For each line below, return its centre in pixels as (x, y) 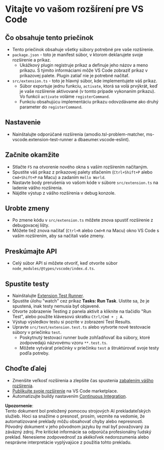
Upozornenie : (19, 405)
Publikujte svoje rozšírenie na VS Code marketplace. (65, 391)
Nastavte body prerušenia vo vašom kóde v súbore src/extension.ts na (85, 182)
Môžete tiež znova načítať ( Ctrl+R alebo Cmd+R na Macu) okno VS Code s (86, 231)
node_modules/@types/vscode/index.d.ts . (54, 269)
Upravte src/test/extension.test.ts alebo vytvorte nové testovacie (81, 327)
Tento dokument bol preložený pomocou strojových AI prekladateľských (78, 411)
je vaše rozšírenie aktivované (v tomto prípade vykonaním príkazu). (87, 91)
